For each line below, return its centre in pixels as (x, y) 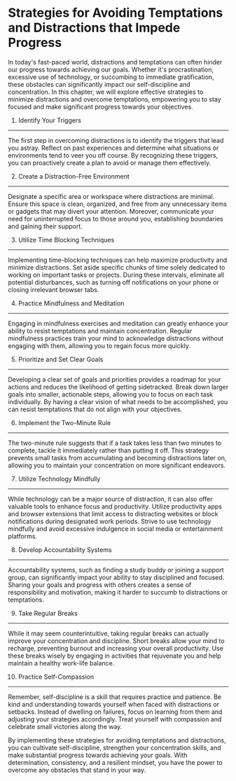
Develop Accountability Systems (65, 550)
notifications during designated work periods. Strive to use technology (110, 521)
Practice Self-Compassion (56, 677)
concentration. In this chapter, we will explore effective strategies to (106, 92)
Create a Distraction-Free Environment (74, 176)
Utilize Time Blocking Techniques (66, 240)
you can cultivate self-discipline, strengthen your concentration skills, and (114, 747)
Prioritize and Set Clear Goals (61, 359)
